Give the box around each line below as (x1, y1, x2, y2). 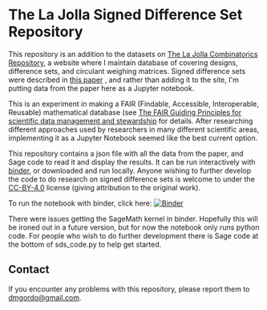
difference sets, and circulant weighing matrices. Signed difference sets (8, 66, 246, 75)
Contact (8, 263, 50, 276)
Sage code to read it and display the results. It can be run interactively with (8, 157, 256, 166)
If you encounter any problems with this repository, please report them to (8, 283, 250, 294)
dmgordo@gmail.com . (8, 292, 82, 302)
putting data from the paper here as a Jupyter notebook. (8, 83, 195, 93)
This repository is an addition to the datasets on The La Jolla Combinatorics (8, 49, 258, 59)
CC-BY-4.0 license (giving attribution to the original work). (8, 182, 201, 192)
